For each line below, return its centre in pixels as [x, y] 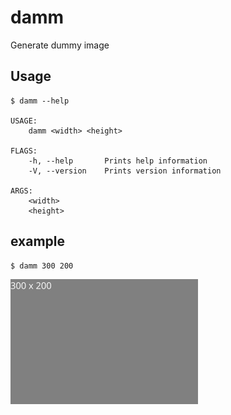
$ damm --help [40, 101]
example [38, 241]
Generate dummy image [60, 45]
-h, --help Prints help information [118, 161]
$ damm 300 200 [42, 266]
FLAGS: [24, 151]
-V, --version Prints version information [125, 171]
